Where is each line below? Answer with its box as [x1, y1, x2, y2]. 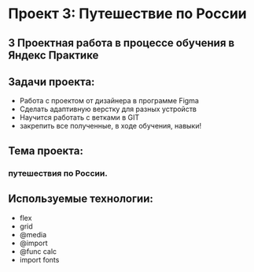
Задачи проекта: [8, 75, 95, 88]
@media [19, 229, 47, 239]
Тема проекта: [8, 143, 84, 158]
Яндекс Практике [8, 48, 99, 61]
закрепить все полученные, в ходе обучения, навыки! [19, 121, 202, 131]
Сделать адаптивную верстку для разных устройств [19, 104, 197, 114]
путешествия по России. [8, 167, 108, 178]
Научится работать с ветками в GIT [19, 113, 140, 122]
